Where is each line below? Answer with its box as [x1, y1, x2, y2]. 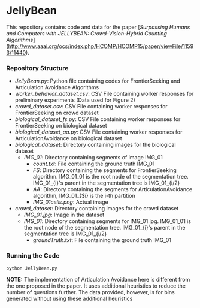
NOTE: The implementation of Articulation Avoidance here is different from [6, 276, 190, 283]
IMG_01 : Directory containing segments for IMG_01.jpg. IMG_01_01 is [23, 218, 192, 225]
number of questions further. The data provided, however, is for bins [6, 288, 175, 295]
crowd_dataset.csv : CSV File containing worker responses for [14, 103, 168, 110]
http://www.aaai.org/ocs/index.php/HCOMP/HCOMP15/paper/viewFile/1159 [8, 43, 194, 50]
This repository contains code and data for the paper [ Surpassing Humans [6, 23, 190, 31]
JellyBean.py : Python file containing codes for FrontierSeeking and [14, 77, 181, 84]
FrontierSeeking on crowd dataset [14, 109, 99, 117]
